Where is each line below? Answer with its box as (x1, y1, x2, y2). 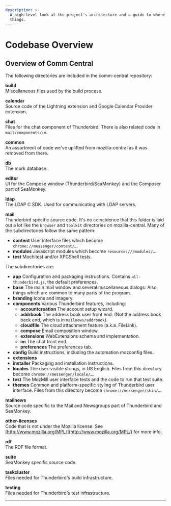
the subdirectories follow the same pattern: (5, 227, 96, 234)
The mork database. (5, 165, 48, 171)
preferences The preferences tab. (20, 344, 93, 350)
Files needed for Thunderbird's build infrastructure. (5, 475, 113, 481)
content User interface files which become (12, 238, 103, 244)
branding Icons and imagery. (12, 295, 74, 301)
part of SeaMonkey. (5, 186, 47, 192)
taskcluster (5, 469, 30, 475)
